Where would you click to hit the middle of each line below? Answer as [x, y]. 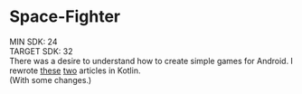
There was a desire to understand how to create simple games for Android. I [151, 61]
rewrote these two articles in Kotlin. [75, 70]
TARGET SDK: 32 [41, 51]
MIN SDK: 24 [33, 42]
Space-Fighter [65, 17]
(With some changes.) [51, 80]
